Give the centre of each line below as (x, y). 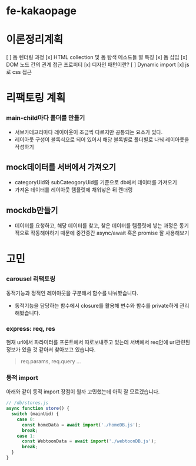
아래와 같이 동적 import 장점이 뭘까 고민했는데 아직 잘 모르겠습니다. (83, 392)
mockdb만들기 (32, 210)
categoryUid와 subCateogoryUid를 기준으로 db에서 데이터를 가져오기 (96, 183)
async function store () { (38, 409)
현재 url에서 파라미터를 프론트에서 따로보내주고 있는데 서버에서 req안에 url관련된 (98, 342)
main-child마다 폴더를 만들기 (46, 118)
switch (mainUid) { (35, 414)
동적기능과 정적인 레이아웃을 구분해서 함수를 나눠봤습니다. (72, 293)
